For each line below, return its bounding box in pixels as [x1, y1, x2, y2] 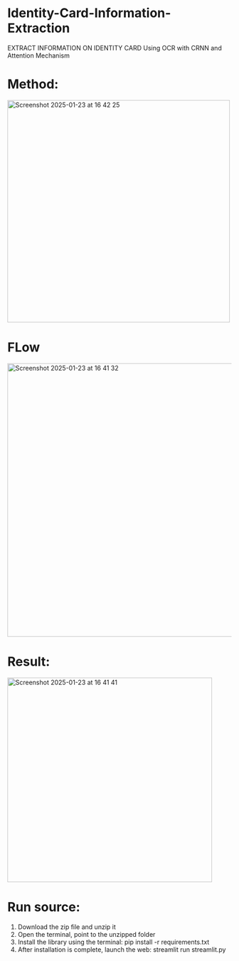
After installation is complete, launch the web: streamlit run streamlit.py [17, 945, 226, 954]
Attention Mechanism [7, 51, 70, 60]
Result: [7, 654, 51, 669]
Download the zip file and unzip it [17, 923, 116, 931]
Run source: [7, 898, 80, 915]
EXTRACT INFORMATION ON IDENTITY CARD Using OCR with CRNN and [7, 43, 222, 52]
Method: [7, 76, 59, 92]
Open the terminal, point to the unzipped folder [17, 930, 156, 938]
